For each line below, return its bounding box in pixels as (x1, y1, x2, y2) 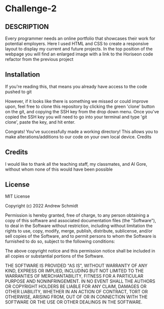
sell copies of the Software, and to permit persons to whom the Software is (5, 233, 157, 239)
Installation (5, 71, 40, 79)
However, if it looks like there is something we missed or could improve (5, 98, 148, 104)
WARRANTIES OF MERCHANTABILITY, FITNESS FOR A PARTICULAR (5, 273, 143, 279)
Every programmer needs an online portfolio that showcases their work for (5, 35, 156, 41)
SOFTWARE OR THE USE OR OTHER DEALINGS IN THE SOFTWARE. (5, 299, 142, 305)
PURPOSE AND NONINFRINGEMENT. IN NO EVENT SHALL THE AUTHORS (5, 278, 156, 284)
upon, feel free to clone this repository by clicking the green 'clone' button (5, 103, 155, 109)
